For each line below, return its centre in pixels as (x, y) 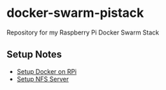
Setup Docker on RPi (47, 71)
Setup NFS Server (43, 79)
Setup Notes (34, 54)
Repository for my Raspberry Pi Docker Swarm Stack (83, 32)
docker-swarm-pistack (75, 13)
